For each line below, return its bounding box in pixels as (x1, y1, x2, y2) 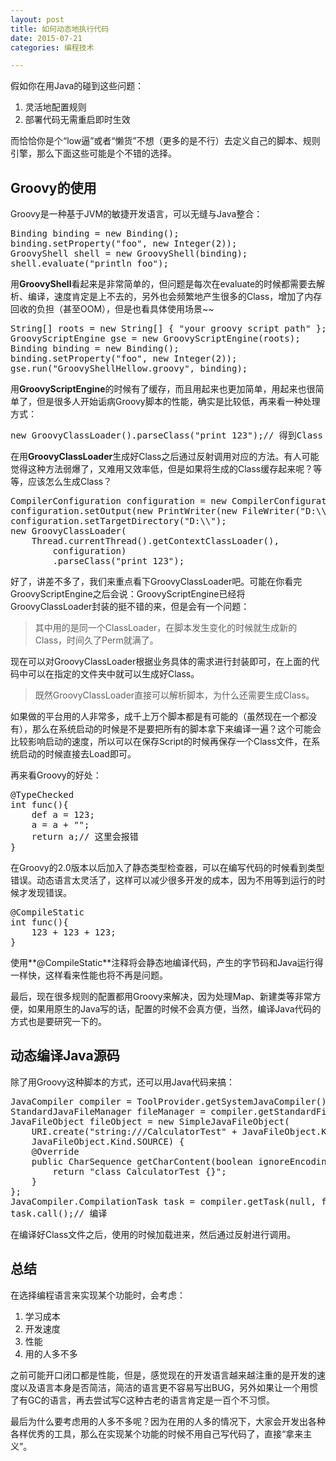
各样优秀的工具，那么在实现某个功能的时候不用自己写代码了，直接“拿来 (10, 1427, 304, 1440)
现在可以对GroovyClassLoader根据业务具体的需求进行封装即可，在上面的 (10, 656, 312, 668)
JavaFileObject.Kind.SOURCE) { (31, 1136, 185, 1147)
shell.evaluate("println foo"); (10, 258, 169, 270)
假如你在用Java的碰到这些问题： (10, 80, 145, 92)
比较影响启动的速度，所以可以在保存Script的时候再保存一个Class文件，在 (10, 736, 312, 748)
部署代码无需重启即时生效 (24, 114, 131, 126)
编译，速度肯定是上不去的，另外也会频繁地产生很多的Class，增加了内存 (27, 291, 323, 303)
